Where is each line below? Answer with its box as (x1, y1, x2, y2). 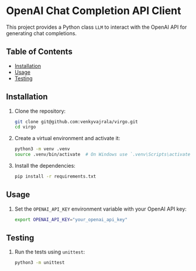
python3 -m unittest (14, 260, 65, 266)
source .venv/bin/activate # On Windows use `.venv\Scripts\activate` (14, 151, 193, 158)
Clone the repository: (14, 107, 66, 114)
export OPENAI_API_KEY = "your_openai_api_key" (14, 216, 128, 222)
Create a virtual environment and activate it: (14, 135, 121, 142)
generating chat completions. (6, 29, 77, 36)
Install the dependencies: (14, 162, 76, 170)
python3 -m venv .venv (14, 146, 70, 152)
